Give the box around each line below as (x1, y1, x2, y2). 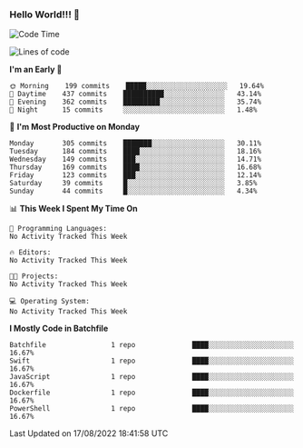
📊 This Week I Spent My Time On (9, 204, 138, 214)
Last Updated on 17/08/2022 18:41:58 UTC (9, 428, 169, 439)
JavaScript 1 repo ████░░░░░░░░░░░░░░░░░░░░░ (9, 373, 295, 382)
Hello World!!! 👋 (9, 8, 80, 21)
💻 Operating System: (9, 297, 91, 306)
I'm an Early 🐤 (9, 64, 63, 75)
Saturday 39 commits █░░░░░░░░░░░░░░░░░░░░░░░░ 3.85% (9, 179, 258, 188)
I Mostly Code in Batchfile (9, 323, 109, 334)
